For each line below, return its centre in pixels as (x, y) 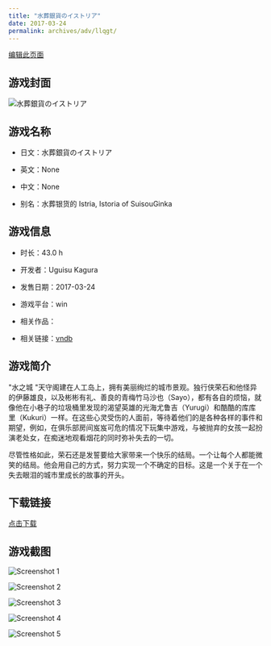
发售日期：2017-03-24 (58, 286)
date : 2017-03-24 (38, 23)
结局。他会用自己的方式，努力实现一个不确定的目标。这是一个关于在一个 (142, 465)
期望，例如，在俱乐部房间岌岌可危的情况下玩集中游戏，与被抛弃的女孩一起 (132, 427)
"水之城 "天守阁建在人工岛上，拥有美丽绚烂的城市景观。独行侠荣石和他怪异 (133, 387)
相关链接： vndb (46, 338)
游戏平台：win (44, 304)
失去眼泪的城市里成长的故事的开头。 (69, 475)
